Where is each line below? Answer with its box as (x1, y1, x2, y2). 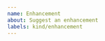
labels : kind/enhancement (7, 23, 83, 30)
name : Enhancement (7, 10, 61, 17)
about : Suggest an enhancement (7, 17, 99, 24)
